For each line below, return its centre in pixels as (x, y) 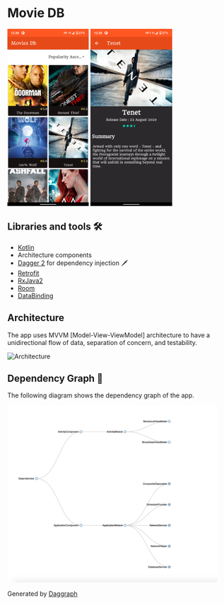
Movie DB (36, 13)
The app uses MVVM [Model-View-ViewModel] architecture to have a (109, 335)
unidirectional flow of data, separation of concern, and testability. (102, 342)
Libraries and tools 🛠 (55, 227)
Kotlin (26, 247)
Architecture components (54, 255)
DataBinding (35, 295)
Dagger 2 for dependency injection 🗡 (73, 263)
